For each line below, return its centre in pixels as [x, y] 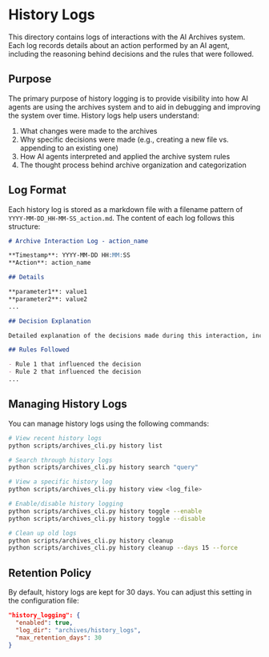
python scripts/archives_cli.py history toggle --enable [105, 511]
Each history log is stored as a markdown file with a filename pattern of [126, 209]
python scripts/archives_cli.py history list [85, 446]
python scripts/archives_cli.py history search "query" [103, 467]
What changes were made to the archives [88, 130]
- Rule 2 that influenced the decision [75, 372]
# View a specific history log [60, 482]
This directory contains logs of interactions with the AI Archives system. [127, 37]
